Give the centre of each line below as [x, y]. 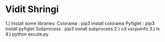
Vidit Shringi [32, 9]
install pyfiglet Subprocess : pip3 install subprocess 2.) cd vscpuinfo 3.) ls [82, 28]
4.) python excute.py [27, 34]
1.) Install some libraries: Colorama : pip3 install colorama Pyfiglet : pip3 [80, 23]
